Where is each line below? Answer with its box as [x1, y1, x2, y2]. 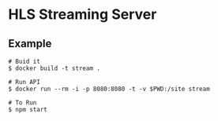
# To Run [8, 99, 37, 107]
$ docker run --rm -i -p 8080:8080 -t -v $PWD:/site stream [8, 85, 211, 93]
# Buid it [8, 57, 41, 65]
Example [8, 37, 52, 50]
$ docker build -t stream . [8, 64, 101, 72]
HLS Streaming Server [8, 5, 157, 24]
